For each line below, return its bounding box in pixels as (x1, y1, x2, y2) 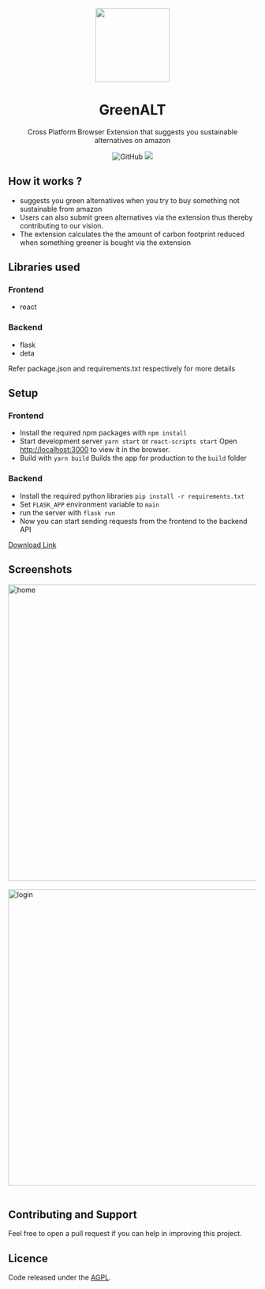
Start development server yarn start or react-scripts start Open (19, 436, 237, 446)
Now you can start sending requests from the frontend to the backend (19, 516, 248, 526)
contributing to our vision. (19, 220, 104, 230)
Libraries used (8, 261, 80, 274)
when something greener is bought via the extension (19, 237, 192, 247)
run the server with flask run (19, 507, 116, 517)
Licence (8, 1252, 49, 1265)
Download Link (8, 540, 57, 549)
